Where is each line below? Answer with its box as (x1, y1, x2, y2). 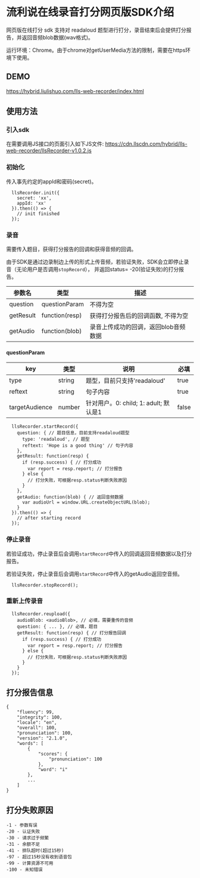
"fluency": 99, (17, 709, 55, 715)
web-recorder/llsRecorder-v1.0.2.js (6, 147, 92, 154)
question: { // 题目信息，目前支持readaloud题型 (17, 430, 130, 436)
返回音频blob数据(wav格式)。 (21, 33, 94, 41)
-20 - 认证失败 (6, 828, 40, 835)
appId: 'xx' (17, 200, 46, 206)
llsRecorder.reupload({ (11, 610, 70, 617)
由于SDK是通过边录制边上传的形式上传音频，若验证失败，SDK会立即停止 (6, 258, 184, 266)
